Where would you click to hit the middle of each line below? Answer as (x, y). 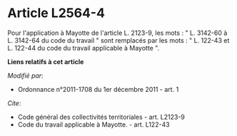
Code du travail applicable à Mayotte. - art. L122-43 (94, 124)
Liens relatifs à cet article (46, 61)
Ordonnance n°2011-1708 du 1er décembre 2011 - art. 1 (98, 89)
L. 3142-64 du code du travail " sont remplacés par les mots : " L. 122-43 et (118, 40)
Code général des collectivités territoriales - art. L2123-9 (101, 117)
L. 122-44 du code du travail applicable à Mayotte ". (84, 48)
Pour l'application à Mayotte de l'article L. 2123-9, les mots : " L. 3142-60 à (117, 33)
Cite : (14, 103)
